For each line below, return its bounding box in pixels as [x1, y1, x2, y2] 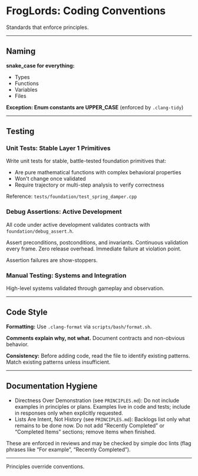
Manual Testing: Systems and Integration [6, 271, 127, 279]
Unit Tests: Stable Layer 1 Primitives [6, 144, 111, 152]
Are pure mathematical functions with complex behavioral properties [14, 169, 181, 176]
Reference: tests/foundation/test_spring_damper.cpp [6, 193, 137, 200]
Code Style [6, 307, 48, 317]
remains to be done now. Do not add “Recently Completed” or [14, 422, 165, 429]
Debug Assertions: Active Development [6, 208, 122, 216]
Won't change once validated [14, 175, 87, 182]
